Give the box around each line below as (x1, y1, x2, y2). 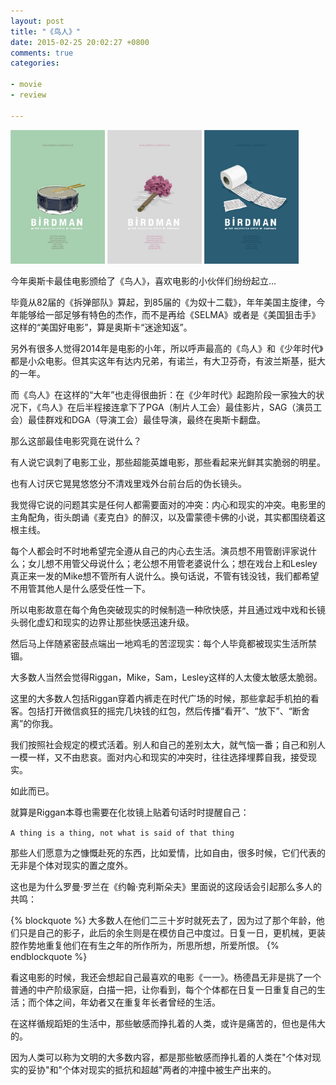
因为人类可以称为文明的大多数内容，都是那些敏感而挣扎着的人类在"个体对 (10, 1051, 313, 1063)
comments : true (10, 48, 74, 58)
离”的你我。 (10, 717, 59, 729)
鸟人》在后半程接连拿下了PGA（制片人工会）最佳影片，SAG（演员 (40, 401, 314, 413)
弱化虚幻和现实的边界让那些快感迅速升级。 (18, 616, 195, 628)
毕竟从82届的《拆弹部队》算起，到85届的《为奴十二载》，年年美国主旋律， (10, 296, 317, 308)
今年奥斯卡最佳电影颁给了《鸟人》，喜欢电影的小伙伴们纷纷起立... (10, 275, 277, 287)
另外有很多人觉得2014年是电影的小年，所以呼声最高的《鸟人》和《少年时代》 (10, 342, 324, 354)
